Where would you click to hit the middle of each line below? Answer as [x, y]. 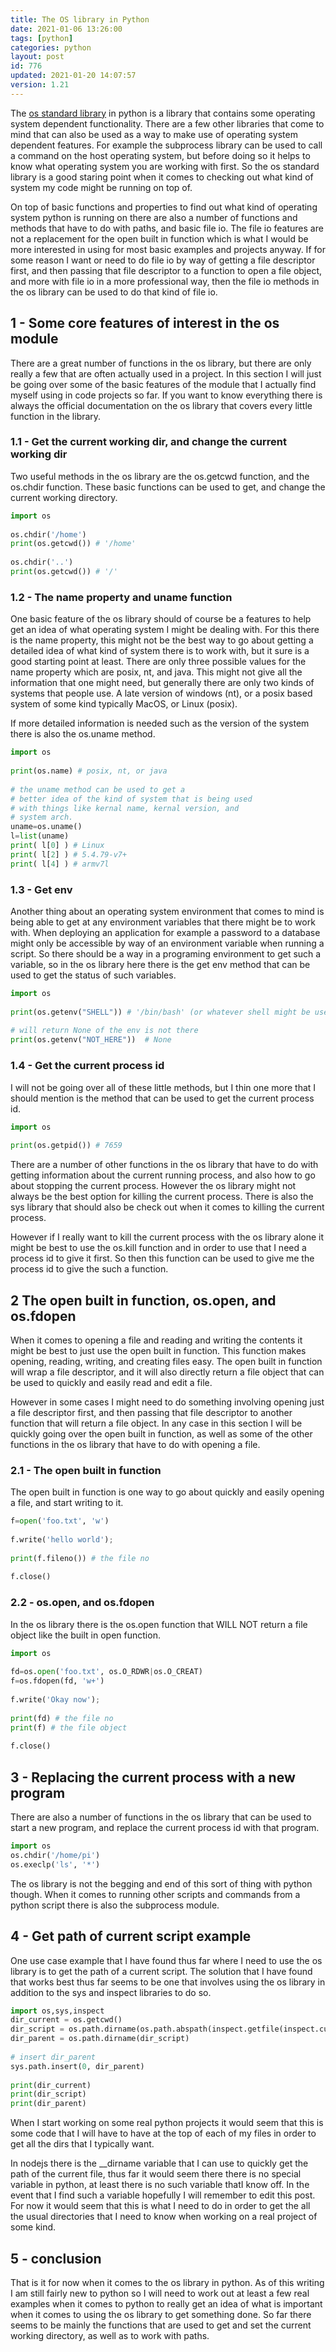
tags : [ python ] [42, 38]
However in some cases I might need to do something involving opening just [167, 1402]
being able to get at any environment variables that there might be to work [163, 922]
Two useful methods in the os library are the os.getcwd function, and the [160, 476]
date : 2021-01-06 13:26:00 [66, 29]
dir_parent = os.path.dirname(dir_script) [100, 2039]
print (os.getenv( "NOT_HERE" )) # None [91, 1040]
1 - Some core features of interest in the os [145, 323]
